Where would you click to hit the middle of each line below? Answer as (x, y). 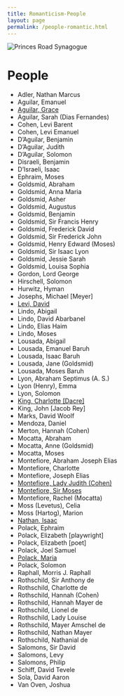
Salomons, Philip (41, 662)
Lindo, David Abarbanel (51, 319)
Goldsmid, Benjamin (46, 214)
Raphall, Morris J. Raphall (54, 573)
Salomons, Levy (41, 655)
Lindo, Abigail (37, 311)
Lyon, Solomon (39, 394)
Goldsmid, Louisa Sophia (53, 266)
